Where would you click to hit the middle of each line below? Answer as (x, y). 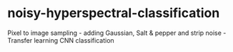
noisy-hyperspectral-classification (114, 13)
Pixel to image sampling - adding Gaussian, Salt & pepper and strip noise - (117, 33)
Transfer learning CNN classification (61, 40)
